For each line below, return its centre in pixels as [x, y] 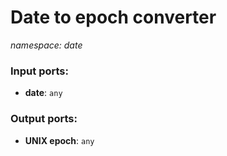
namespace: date [46, 45]
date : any [43, 93]
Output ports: [44, 119]
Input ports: [39, 71]
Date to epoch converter [113, 17]
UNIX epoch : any [59, 140]
